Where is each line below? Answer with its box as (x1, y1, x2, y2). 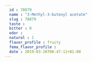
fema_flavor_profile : (9, 44, 56, 49)
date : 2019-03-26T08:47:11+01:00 (9, 49, 81, 54)
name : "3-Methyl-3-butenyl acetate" (9, 12, 88, 17)
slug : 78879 (9, 16, 36, 21)
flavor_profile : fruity (9, 40, 61, 45)
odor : (9, 30, 23, 35)
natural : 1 (9, 35, 34, 40)
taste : (9, 21, 25, 26)
